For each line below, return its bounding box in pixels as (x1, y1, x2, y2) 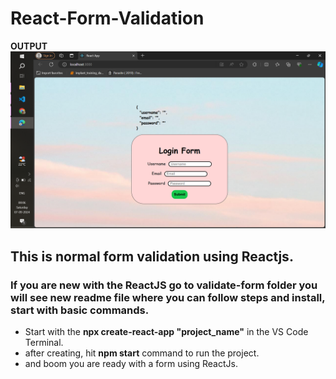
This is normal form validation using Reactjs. (10, 248, 294, 265)
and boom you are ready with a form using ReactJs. (24, 358, 238, 370)
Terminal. (24, 337, 64, 349)
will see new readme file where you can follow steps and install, (10, 290, 326, 304)
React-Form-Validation (10, 7, 205, 30)
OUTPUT (10, 40, 48, 52)
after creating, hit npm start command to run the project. (24, 347, 260, 359)
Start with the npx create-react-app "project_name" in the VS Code (24, 326, 309, 338)
